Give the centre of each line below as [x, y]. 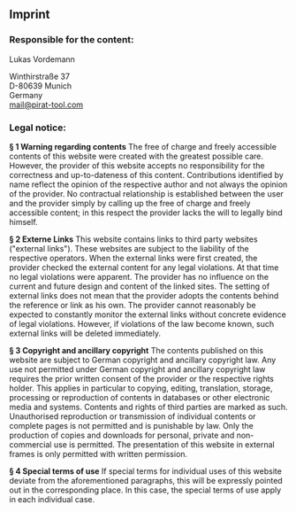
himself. [23, 221]
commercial [30, 444]
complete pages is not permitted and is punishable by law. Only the [131, 425]
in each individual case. [52, 499]
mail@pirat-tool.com [46, 105]
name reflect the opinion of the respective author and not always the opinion [148, 184]
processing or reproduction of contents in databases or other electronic [140, 397]
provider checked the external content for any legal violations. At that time [144, 267]
